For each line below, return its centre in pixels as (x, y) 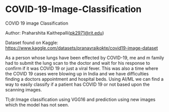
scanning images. (23, 89)
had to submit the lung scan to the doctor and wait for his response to (78, 63)
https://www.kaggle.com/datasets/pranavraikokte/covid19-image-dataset (81, 48)
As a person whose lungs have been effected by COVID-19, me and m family (85, 58)
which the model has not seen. (37, 104)
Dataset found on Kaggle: (32, 42)
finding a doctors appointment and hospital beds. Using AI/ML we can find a (84, 79)
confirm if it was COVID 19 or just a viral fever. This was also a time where (82, 68)
